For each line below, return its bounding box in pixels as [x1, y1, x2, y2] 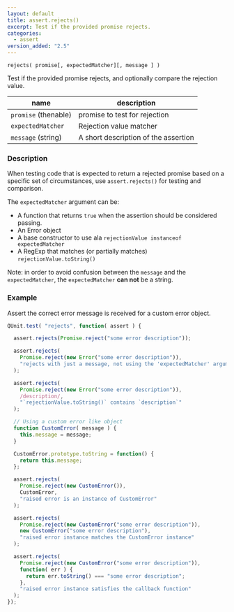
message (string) [10, 133, 63, 142]
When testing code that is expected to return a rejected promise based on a [7, 169, 225, 178]
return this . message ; [19, 457, 82, 464]
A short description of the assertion [78, 133, 194, 142]
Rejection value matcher [78, 122, 158, 131]
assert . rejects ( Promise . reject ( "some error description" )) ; [13, 335, 192, 342]
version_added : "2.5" [7, 43, 70, 50]
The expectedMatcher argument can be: [7, 198, 120, 206]
